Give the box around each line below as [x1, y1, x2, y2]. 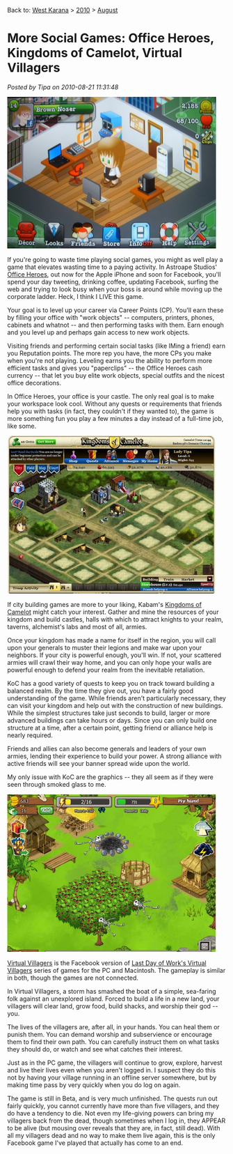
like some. [7, 422, 37, 430]
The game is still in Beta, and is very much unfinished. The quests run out [7, 1094, 218, 1102]
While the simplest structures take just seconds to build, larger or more [7, 709, 211, 717]
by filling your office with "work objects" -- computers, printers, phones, [7, 313, 215, 321]
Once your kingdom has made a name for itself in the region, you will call [7, 636, 216, 644]
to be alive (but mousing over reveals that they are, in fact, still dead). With [7, 1123, 220, 1132]
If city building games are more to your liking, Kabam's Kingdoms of [7, 600, 202, 608]
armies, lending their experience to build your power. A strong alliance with [7, 752, 222, 760]
